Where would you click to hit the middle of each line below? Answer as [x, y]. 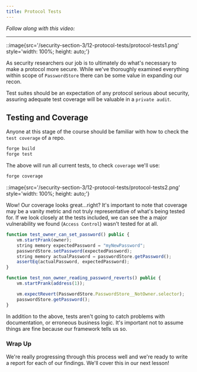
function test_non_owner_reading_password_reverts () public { [84, 278]
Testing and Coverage [47, 118]
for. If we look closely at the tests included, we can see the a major [86, 217]
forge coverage [25, 176]
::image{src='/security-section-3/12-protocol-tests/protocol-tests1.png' [93, 45]
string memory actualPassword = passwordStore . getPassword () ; [94, 256]
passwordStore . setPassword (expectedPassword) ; [74, 251]
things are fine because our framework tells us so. [67, 329]
